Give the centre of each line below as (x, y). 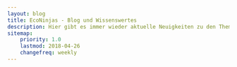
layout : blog (26, 14)
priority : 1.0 (41, 40)
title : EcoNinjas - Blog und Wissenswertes (72, 20)
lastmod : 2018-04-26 (50, 46)
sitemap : (20, 33)
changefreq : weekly (49, 53)
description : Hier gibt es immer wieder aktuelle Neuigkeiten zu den (112, 27)
